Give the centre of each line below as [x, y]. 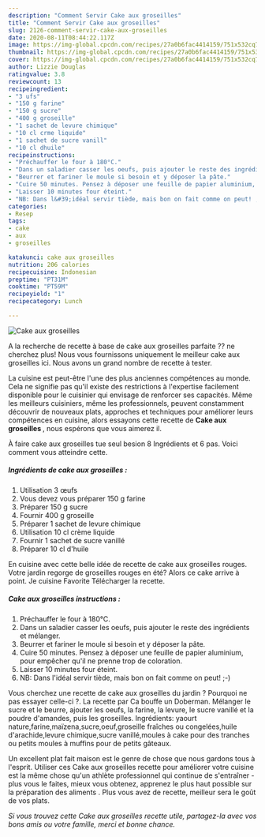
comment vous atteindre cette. [58, 452]
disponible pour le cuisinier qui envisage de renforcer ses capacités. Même [130, 395]
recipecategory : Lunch [45, 302]
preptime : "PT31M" [38, 280]
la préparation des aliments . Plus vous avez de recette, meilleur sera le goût [132, 792]
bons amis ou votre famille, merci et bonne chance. [92, 824]
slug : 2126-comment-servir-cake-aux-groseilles [88, 30]
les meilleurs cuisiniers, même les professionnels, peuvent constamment [126, 403]
